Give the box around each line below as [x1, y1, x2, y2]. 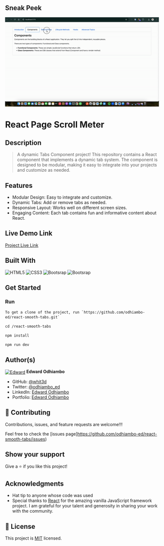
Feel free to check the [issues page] [5, 431, 78, 437]
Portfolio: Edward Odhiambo [12, 394, 69, 400]
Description [5, 138, 41, 147]
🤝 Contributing [5, 409, 51, 417]
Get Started [5, 283, 41, 292]
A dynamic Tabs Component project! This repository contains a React [17, 152, 157, 158]
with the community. [12, 508, 54, 514]
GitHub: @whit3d [12, 379, 47, 385]
